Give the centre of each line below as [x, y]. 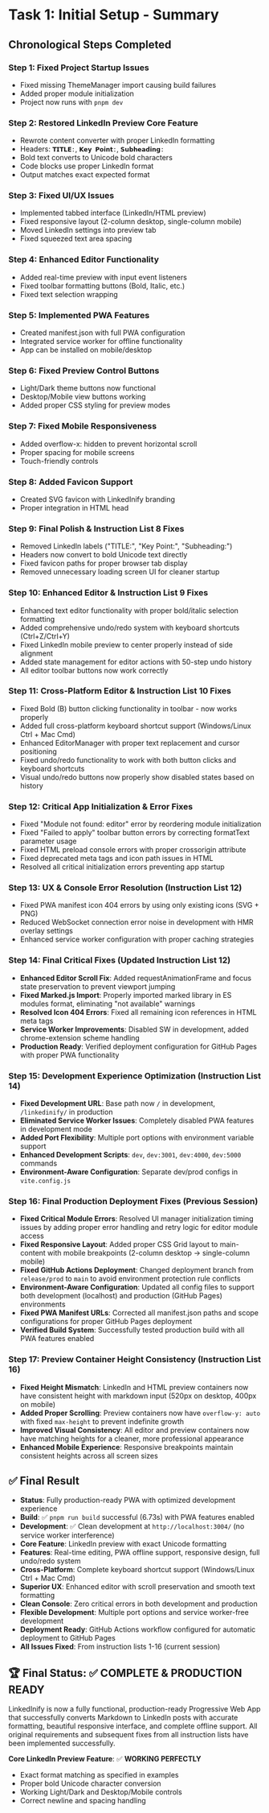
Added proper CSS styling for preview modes [95, 405]
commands [39, 1163]
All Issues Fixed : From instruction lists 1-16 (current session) [120, 1647]
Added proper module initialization [77, 93]
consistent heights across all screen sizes [89, 1455]
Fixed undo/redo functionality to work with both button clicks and [128, 760]
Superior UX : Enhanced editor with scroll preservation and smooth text [137, 1587]
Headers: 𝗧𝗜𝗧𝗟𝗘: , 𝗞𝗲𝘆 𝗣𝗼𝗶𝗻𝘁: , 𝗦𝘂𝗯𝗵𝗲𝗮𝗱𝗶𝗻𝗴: [92, 149]
